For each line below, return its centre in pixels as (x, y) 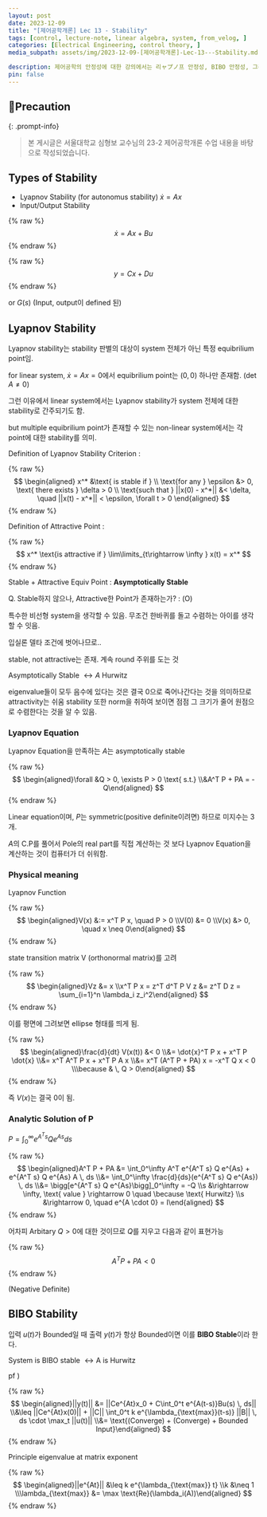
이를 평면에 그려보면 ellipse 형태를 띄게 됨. (74, 1023)
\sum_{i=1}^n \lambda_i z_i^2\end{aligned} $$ (133, 994)
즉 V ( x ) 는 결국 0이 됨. (42, 1098)
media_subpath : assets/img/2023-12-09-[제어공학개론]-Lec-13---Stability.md (133, 53)
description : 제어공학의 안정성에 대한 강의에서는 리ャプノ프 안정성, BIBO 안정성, (129, 67)
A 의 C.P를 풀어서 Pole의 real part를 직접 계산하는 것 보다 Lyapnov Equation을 (130, 844)
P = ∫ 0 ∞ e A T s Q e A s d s (41, 1138)
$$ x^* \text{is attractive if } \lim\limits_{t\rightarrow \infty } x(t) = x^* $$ (133, 554)
